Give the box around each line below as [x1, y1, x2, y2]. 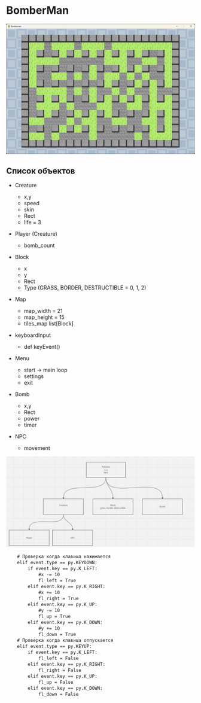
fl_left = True [38, 578, 77, 584]
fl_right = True [38, 596, 79, 602]
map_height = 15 [23, 314, 65, 321]
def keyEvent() [23, 343, 60, 351]
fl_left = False [38, 656, 79, 662]
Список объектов [6, 166, 75, 176]
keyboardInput [14, 331, 51, 339]
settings [23, 373, 44, 380]
